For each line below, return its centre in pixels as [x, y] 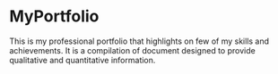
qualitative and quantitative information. [83, 60]
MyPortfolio [54, 16]
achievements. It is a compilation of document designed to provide [132, 50]
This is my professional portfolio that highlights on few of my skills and [139, 41]
